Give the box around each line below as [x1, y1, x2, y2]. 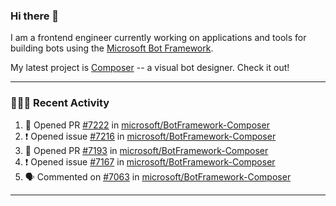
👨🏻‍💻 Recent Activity [10, 96, 110, 110]
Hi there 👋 [10, 9, 60, 23]
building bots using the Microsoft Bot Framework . [10, 42, 214, 54]
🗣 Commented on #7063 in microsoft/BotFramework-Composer [24, 170, 292, 183]
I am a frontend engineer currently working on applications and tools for [10, 32, 307, 44]
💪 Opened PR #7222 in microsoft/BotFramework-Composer [24, 119, 270, 131]
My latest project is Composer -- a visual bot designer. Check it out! [10, 62, 290, 74]
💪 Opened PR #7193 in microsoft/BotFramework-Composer [24, 144, 269, 156]
